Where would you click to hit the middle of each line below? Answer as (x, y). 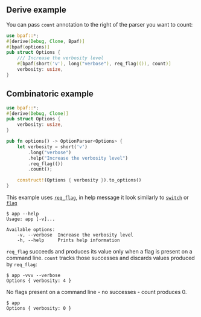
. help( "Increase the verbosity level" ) (78, 158)
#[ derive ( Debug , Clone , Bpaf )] (46, 41)
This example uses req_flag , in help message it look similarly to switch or (97, 197)
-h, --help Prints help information (69, 240)
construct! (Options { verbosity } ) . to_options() (79, 180)
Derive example (36, 10)
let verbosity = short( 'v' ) (52, 147)
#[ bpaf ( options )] (28, 47)
